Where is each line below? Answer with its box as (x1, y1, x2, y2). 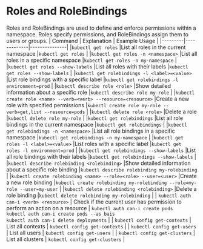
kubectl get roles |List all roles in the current (72, 44, 186, 51)
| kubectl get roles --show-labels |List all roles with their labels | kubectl (6, 62, 189, 70)
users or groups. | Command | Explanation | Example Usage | (6, 37, 159, 44)
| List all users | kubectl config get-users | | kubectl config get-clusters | (6, 229, 196, 236)
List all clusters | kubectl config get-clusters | (6, 235, 125, 243)
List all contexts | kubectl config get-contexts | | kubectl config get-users (6, 222, 197, 230)
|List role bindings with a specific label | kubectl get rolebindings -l (6, 76, 179, 83)
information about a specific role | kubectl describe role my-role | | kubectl (6, 88, 195, 96)
